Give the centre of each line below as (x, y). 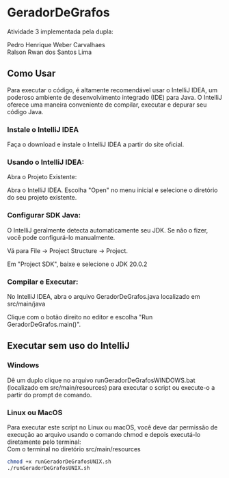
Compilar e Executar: (43, 282)
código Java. (25, 111)
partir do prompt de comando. (50, 395)
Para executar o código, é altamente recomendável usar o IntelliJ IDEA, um (112, 90)
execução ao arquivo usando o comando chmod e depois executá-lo (104, 434)
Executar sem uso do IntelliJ (68, 346)
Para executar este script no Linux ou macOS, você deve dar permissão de (112, 427)
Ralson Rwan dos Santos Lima (50, 52)
